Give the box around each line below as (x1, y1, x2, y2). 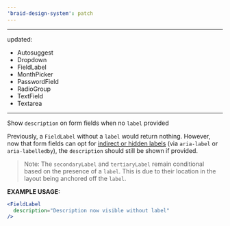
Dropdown (16, 55, 47, 63)
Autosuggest (16, 48, 53, 57)
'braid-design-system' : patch (7, 10, 94, 17)
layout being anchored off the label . (23, 174, 127, 182)
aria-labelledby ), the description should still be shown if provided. (7, 146, 199, 154)
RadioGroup (16, 85, 51, 93)
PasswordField (16, 77, 60, 85)
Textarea (16, 99, 42, 107)
